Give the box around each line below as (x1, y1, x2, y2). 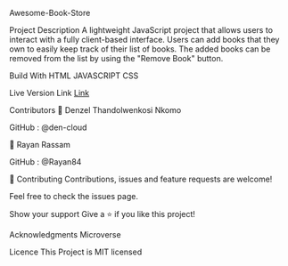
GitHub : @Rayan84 (9, 157, 82, 167)
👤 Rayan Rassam (9, 140, 71, 149)
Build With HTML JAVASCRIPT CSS (9, 70, 139, 81)
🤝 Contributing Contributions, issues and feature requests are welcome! (9, 173, 273, 184)
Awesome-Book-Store (9, 8, 91, 18)
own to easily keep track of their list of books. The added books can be (9, 44, 271, 54)
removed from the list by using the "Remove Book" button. (9, 53, 224, 63)
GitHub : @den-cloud (9, 122, 87, 133)
